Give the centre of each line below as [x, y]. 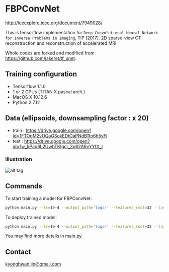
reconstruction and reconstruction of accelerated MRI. [62, 43]
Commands [24, 186]
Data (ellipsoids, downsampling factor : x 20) [77, 118]
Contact [18, 252]
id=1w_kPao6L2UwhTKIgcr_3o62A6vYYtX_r [58, 146]
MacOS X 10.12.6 [30, 97]
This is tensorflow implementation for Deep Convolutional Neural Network [82, 32]
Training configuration [41, 74]
